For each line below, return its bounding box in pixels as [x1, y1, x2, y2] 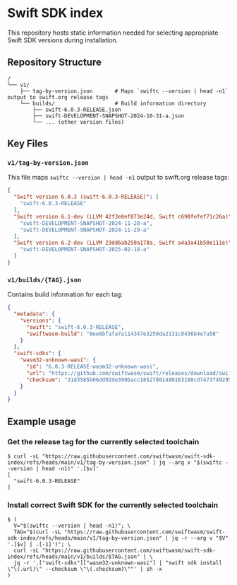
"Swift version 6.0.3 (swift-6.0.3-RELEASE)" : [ [13, 193, 159, 201]
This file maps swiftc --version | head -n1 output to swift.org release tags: [7, 173, 230, 182]
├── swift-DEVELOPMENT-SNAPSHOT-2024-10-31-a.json [32, 112, 185, 120]
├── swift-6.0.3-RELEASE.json [32, 106, 121, 113]
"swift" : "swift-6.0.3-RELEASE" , [25, 323, 125, 330]
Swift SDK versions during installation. [7, 35, 119, 44]
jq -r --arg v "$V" [171, 535, 229, 542]
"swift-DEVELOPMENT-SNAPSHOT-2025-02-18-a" [20, 246, 150, 253]
